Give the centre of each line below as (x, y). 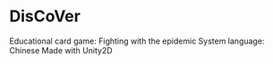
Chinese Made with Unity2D (61, 50)
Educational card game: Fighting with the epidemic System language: (137, 41)
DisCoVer (45, 16)
